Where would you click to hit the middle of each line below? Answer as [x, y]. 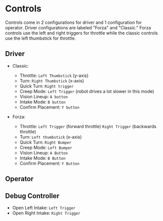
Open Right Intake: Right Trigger [46, 213]
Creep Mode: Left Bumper [46, 147]
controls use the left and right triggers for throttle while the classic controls [81, 33]
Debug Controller [32, 196]
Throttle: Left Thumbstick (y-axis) [54, 75]
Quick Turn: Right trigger [47, 86]
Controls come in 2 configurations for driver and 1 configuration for [74, 22]
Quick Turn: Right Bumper [46, 142]
